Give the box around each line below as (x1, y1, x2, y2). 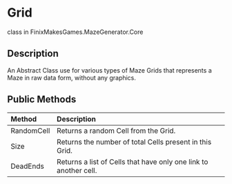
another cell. (56, 165, 97, 175)
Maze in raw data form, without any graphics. (7, 73, 137, 82)
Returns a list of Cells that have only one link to (56, 157, 209, 167)
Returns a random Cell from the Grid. (56, 126, 176, 136)
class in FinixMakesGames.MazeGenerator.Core (7, 28, 144, 36)
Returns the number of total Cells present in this (56, 137, 212, 147)
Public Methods (7, 93, 77, 105)
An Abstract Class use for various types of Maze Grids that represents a (7, 66, 212, 74)
